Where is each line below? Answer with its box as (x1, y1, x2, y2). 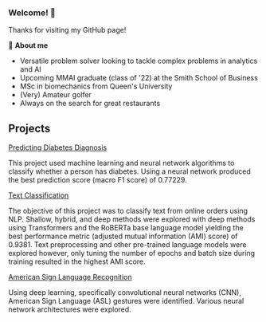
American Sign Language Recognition (8, 273, 132, 282)
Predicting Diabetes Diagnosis (8, 143, 108, 152)
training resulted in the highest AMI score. (8, 257, 146, 266)
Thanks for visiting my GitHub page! (8, 26, 127, 35)
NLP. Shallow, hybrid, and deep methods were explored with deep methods (8, 214, 256, 224)
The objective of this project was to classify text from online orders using (8, 206, 248, 216)
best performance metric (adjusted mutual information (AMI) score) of (8, 231, 238, 241)
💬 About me (8, 41, 49, 50)
